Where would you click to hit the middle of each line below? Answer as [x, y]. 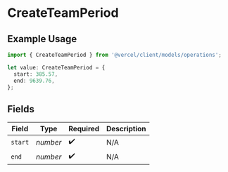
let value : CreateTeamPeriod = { [56, 67]
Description [126, 129]
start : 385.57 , [36, 74]
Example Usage [42, 39]
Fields [21, 109]
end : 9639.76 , [34, 81]
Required [84, 129]
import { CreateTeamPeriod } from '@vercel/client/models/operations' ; [114, 55]
